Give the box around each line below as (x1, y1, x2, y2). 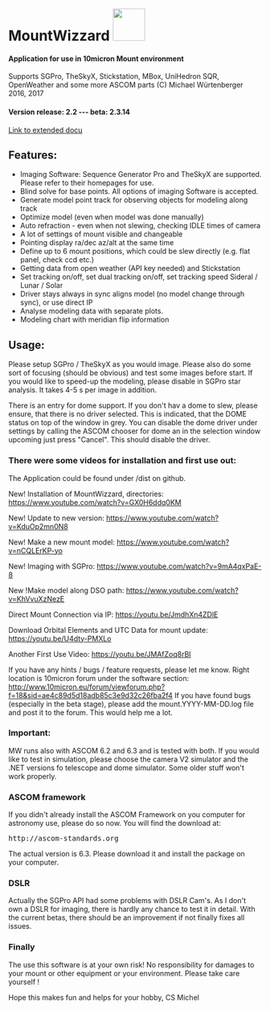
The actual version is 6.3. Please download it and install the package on (8, 849, 245, 859)
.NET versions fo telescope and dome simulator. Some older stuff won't (8, 762, 245, 772)
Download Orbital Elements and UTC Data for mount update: (8, 625, 208, 634)
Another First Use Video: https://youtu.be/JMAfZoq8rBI (8, 649, 191, 659)
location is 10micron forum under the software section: (8, 673, 190, 683)
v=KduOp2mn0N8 (8, 521, 68, 531)
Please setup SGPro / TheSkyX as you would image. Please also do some (8, 359, 252, 369)
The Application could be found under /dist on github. (8, 473, 186, 482)
